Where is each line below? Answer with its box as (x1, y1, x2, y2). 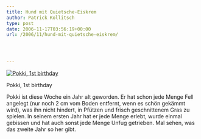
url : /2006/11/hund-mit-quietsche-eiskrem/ (6, 32, 119, 38)
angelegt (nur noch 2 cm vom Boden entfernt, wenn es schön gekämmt (6, 100, 186, 107)
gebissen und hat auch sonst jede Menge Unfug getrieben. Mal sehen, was (6, 119, 195, 127)
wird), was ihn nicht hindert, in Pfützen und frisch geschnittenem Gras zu (6, 106, 190, 113)
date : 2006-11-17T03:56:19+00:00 (6, 26, 91, 32)
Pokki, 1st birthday (6, 82, 52, 89)
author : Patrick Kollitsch (6, 15, 75, 21)
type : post (6, 20, 34, 26)
